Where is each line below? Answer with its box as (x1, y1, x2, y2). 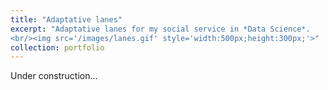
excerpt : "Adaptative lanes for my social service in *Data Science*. (10, 24, 311, 34)
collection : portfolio (10, 42, 105, 53)
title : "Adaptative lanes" (10, 14, 123, 25)
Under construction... (10, 70, 98, 82)
